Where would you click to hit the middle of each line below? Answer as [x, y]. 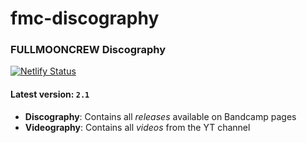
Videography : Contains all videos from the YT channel [137, 127]
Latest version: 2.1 [50, 94]
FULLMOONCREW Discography [88, 50]
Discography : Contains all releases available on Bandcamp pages [160, 116]
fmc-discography [85, 18]
